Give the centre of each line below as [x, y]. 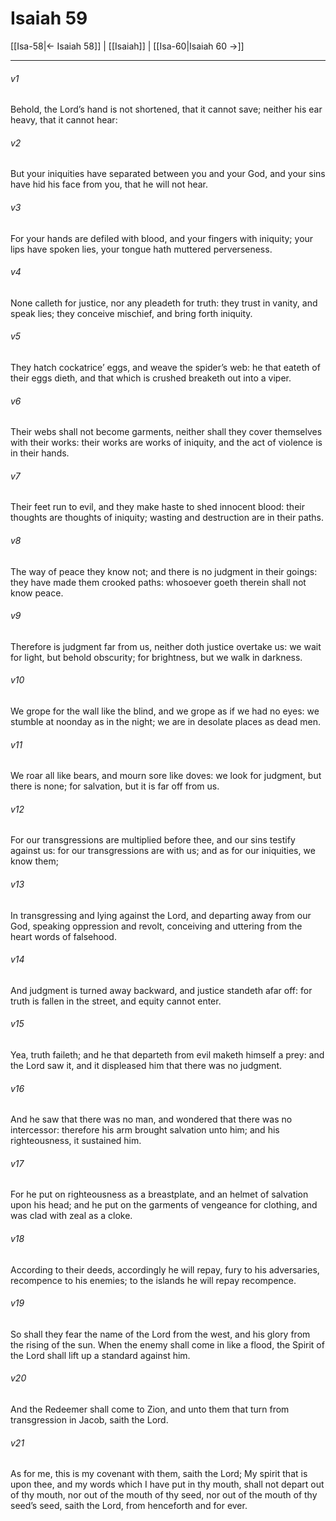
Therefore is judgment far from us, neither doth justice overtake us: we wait [166, 646]
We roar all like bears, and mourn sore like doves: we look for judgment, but [166, 776]
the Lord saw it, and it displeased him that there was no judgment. [146, 1065]
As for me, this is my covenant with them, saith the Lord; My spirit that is [159, 1474]
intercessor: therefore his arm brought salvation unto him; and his [145, 1130]
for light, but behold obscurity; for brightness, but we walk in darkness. [156, 657]
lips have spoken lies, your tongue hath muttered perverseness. [141, 249]
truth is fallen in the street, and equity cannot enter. [116, 1001]
